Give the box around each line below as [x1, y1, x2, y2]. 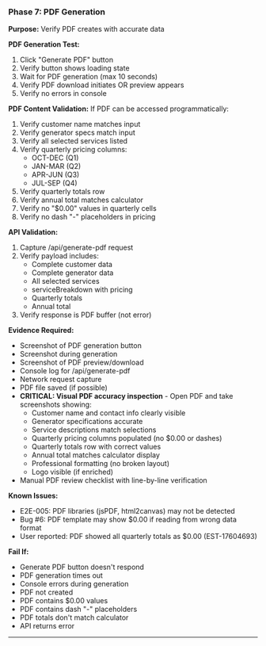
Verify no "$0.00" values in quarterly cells [19, 204, 157, 213]
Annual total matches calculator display [31, 450, 161, 460]
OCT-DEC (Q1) [31, 153, 79, 162]
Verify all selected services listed [19, 136, 128, 146]
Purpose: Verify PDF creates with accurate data [8, 25, 165, 34]
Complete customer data [31, 260, 113, 269]
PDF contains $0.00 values [19, 596, 108, 606]
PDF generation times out [19, 571, 103, 580]
